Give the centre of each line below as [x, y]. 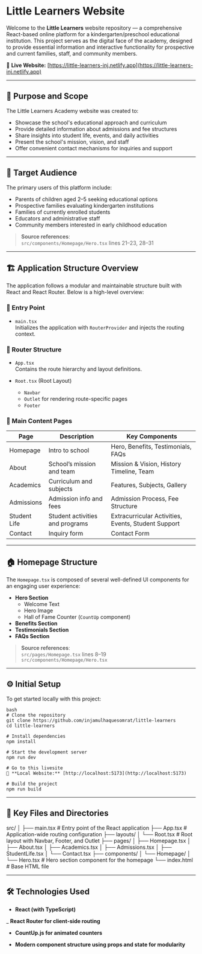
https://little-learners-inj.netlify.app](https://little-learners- [121, 65]
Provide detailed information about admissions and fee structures [96, 129]
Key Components [152, 437]
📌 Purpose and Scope [47, 96]
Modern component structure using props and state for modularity [100, 944]
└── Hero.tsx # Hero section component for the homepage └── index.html [100, 860]
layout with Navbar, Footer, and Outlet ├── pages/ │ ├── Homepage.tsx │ [99, 840]
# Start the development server [47, 752]
